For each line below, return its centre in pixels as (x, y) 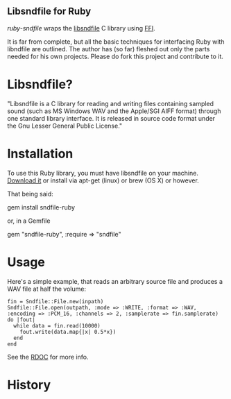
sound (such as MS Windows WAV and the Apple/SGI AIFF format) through (114, 111)
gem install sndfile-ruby (41, 207)
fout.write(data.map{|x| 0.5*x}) (68, 332)
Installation (40, 154)
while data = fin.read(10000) (57, 325)
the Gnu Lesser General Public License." (65, 126)
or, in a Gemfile (29, 221)
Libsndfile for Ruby (49, 11)
